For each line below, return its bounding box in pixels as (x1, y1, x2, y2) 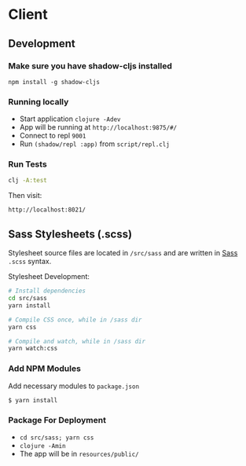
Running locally (8, 96, 69, 107)
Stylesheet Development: (8, 272, 90, 281)
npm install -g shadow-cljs (8, 78, 101, 86)
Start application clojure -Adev (19, 114, 121, 123)
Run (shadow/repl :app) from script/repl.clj (19, 139, 171, 149)
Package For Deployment (8, 414, 106, 425)
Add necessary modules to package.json (8, 381, 140, 391)
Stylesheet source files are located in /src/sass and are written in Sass (8, 248, 238, 258)
